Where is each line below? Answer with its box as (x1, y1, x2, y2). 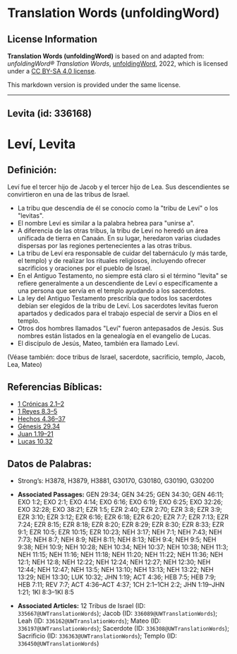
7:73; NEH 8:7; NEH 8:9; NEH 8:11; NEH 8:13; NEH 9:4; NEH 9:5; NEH (17, 535, 217, 544)
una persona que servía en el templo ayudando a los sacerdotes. (17, 286, 206, 295)
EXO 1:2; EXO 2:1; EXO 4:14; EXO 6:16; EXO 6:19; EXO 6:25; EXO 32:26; (17, 498, 224, 506)
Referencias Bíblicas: (7, 380, 102, 393)
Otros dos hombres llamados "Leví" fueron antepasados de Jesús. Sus (17, 324, 224, 333)
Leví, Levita (7, 136, 76, 152)
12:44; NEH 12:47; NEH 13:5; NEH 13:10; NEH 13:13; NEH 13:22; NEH (17, 566, 214, 574)
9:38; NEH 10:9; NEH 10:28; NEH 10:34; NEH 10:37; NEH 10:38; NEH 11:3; (17, 543, 229, 551)
